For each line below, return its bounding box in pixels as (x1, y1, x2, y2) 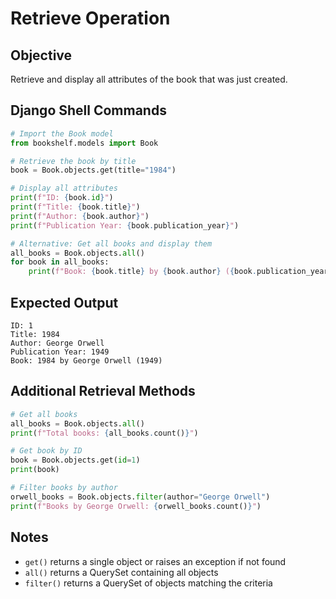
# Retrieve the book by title (10, 156, 137, 166)
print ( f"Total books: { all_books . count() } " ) (10, 428, 199, 438)
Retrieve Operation (10, 7, 171, 30)
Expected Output (10, 294, 119, 311)
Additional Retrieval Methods (10, 383, 196, 400)
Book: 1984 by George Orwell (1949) (10, 356, 163, 366)
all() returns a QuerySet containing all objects (24, 566, 219, 578)
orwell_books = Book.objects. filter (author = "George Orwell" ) (10, 492, 271, 502)
